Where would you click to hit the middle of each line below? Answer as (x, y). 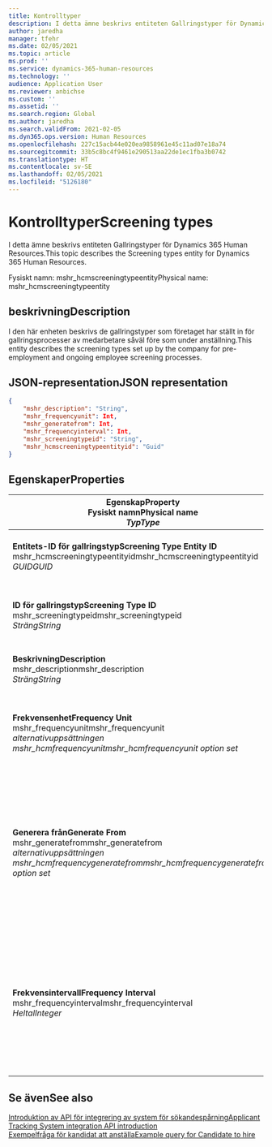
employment (29, 357)
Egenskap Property (143, 502)
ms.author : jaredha (41, 122)
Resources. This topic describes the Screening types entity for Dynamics (129, 253)
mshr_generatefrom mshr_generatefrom (87, 843)
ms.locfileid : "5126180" (50, 182)
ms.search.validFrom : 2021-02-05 (65, 129)
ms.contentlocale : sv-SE (50, 167)
